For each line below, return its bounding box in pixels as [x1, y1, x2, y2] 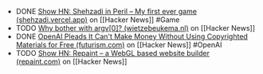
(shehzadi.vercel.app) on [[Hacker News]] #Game [15, 15, 180, 24]
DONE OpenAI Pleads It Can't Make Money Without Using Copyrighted [15, 31, 249, 41]
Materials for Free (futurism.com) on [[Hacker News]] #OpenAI [15, 40, 222, 50]
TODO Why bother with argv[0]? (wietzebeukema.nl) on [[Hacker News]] [15, 24, 256, 32]
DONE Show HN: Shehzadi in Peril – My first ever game [15, 7, 198, 16]
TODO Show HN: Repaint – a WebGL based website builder [15, 49, 210, 57]
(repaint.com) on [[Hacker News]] [15, 57, 128, 66]
